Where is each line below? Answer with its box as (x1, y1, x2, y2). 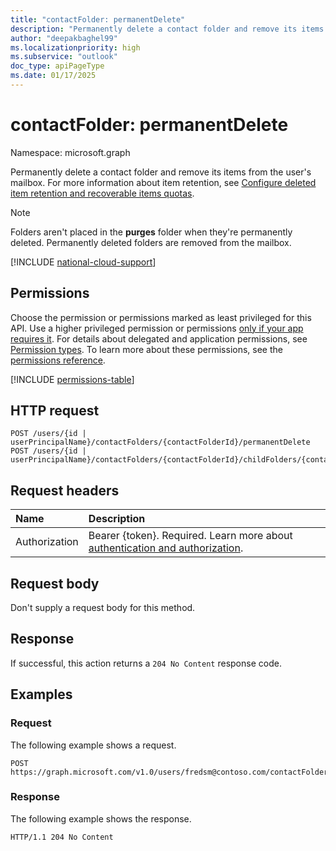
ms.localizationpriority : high (10, 42, 141, 53)
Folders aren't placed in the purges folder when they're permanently (10, 226, 293, 238)
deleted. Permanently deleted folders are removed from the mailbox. (10, 236, 292, 248)
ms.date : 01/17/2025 (10, 71, 97, 81)
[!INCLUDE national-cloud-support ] (10, 256, 157, 268)
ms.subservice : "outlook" (10, 52, 118, 62)
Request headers (10, 482, 120, 499)
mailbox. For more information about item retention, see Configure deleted (10, 176, 317, 188)
